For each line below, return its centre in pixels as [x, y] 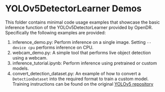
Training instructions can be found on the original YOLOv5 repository [83, 84]
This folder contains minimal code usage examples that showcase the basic [82, 22]
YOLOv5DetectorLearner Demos [73, 9]
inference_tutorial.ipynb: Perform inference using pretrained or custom [85, 63]
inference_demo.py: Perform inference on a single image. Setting [79, 42]
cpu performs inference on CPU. [61, 47]
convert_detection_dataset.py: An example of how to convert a [76, 73]
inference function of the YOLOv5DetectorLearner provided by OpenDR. [79, 27]
